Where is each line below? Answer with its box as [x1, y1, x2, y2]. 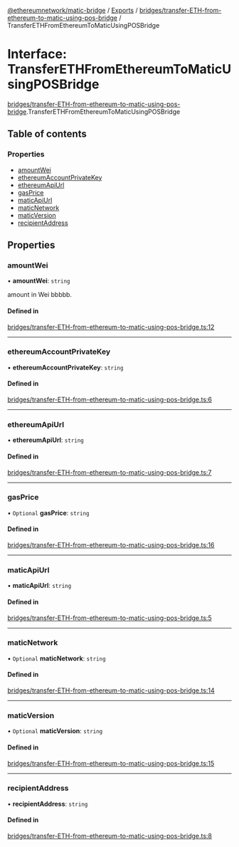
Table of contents [7, 128, 87, 140]
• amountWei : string [7, 277, 70, 285]
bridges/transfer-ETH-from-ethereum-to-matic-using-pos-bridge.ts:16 [7, 541, 215, 549]
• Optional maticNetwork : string [7, 654, 106, 663]
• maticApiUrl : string [7, 582, 72, 590]
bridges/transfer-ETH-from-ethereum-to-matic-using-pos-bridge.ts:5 [7, 614, 212, 622]
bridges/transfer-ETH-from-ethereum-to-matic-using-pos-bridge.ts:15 [7, 759, 215, 767]
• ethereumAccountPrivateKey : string [7, 363, 124, 372]
